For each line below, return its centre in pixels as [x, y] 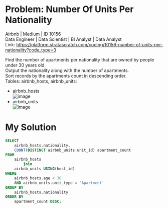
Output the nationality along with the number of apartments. [67, 70]
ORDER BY [14, 197]
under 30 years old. [26, 65]
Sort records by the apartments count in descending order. [66, 76]
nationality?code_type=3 [31, 50]
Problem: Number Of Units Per [69, 9]
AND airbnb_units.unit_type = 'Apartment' [59, 183]
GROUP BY [14, 187]
